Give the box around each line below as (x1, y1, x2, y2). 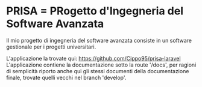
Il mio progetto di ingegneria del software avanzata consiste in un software (6, 37, 192, 44)
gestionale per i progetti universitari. (6, 43, 96, 50)
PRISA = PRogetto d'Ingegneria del (6, 4, 184, 18)
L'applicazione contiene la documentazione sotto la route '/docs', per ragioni (6, 61, 197, 68)
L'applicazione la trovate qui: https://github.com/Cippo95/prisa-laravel (6, 55, 181, 62)
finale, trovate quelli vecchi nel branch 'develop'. (6, 74, 127, 81)
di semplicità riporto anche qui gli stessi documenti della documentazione (6, 67, 189, 74)
